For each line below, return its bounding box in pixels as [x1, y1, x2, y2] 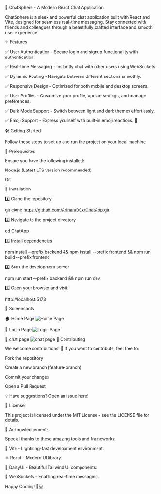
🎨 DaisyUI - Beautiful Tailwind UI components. [5, 464, 97, 470]
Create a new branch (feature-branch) [5, 364, 81, 370]
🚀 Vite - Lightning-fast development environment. [5, 446, 104, 451]
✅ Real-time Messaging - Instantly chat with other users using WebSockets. [5, 64, 157, 69]
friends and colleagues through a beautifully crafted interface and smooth [5, 24, 153, 30]
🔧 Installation [5, 186, 31, 192]
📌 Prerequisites [5, 149, 35, 154]
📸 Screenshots [5, 306, 34, 311]
